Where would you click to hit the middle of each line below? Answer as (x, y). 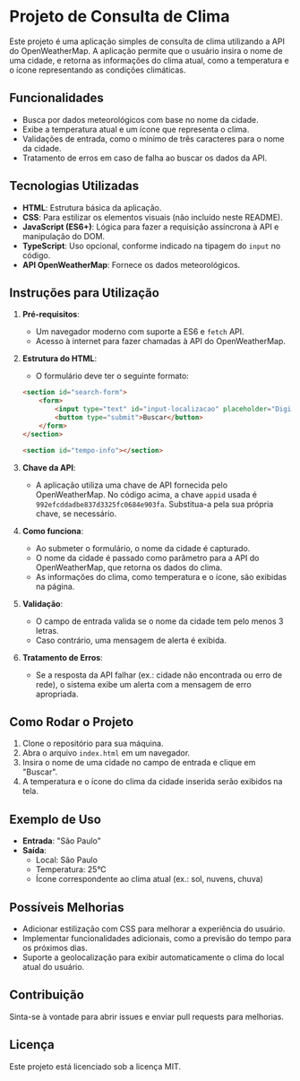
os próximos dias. (55, 947)
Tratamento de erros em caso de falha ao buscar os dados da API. (145, 158)
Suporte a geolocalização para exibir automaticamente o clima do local (153, 957)
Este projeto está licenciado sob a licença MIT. (95, 1066)
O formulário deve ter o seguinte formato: (112, 376)
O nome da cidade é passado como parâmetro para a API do (147, 558)
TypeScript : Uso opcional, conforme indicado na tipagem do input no (151, 246)
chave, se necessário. (76, 514)
